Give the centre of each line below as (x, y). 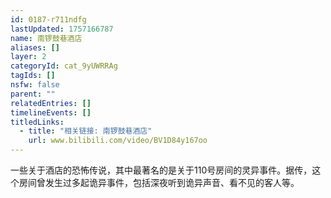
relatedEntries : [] (51, 103)
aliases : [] (35, 47)
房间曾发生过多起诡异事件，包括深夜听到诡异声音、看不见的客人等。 (159, 182)
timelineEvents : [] (51, 112)
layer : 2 (28, 57)
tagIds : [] (33, 76)
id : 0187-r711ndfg (48, 19)
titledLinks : (37, 122)
